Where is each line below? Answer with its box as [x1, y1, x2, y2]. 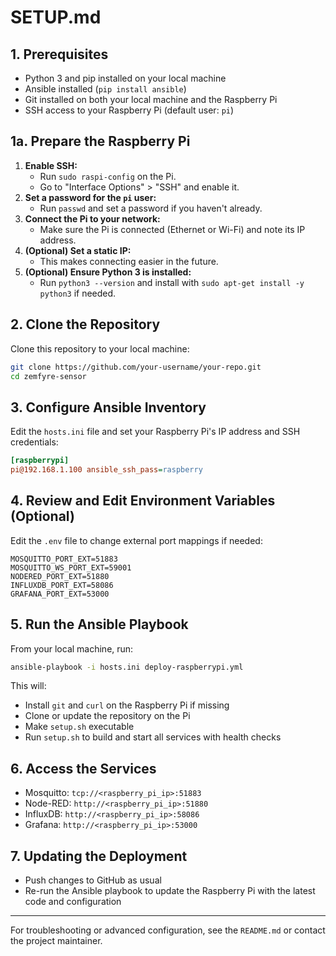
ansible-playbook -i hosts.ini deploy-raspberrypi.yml [10, 662, 244, 672]
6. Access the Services [10, 760, 157, 777]
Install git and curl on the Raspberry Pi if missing [24, 699, 230, 711]
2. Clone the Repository [10, 316, 161, 333]
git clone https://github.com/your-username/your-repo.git [10, 362, 262, 372]
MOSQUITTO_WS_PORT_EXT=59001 [10, 562, 132, 573]
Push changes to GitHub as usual [24, 874, 162, 886]
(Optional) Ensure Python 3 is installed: [24, 266, 192, 278]
